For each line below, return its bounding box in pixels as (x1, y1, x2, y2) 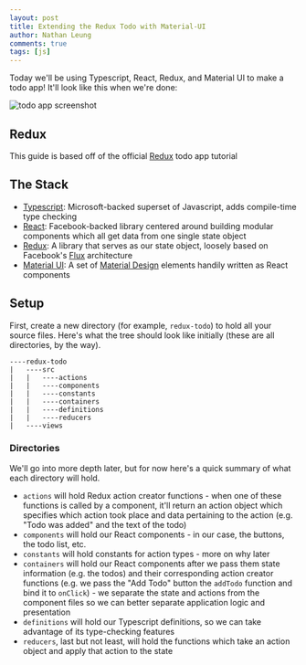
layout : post (9, 13, 59, 23)
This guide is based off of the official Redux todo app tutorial (9, 150, 237, 161)
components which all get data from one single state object (22, 230, 247, 241)
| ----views (9, 421, 64, 430)
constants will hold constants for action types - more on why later (22, 548, 270, 559)
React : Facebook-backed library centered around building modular (22, 220, 274, 231)
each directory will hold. (9, 472, 100, 483)
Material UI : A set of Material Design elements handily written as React (22, 259, 289, 270)
